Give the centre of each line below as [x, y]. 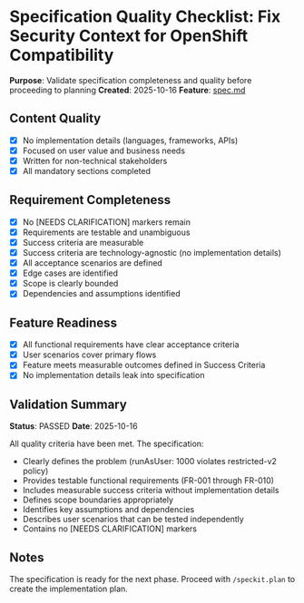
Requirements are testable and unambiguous [106, 232]
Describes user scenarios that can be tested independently [133, 520]
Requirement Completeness [90, 200]
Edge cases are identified [70, 273]
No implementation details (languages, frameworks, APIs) [130, 140]
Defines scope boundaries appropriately [98, 500]
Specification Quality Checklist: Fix [145, 17]
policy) [35, 471]
